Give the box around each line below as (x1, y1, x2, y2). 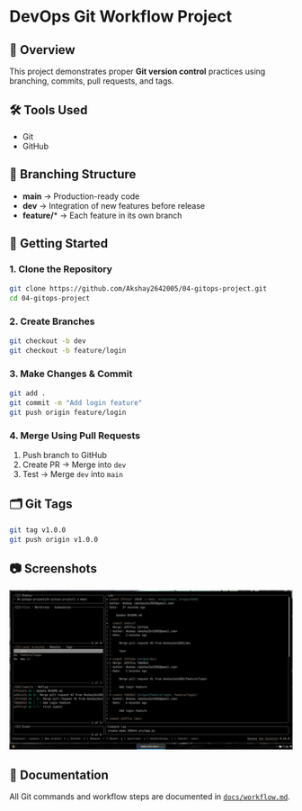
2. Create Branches (9, 315, 96, 328)
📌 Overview (9, 42, 75, 58)
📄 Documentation (9, 767, 110, 782)
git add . (9, 389, 47, 398)
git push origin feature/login (9, 408, 127, 418)
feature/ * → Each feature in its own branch (22, 210, 182, 221)
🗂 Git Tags (9, 496, 73, 511)
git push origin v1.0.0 (9, 536, 99, 545)
